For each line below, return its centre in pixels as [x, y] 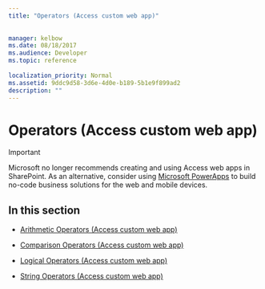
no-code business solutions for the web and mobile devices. [108, 185]
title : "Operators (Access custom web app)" [84, 16]
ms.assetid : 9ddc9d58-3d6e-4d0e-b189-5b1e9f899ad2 [94, 83]
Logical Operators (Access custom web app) [94, 261]
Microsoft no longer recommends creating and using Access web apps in [129, 168]
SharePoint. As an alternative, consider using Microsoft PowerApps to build [132, 177]
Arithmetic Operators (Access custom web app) [98, 230]
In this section [44, 210]
